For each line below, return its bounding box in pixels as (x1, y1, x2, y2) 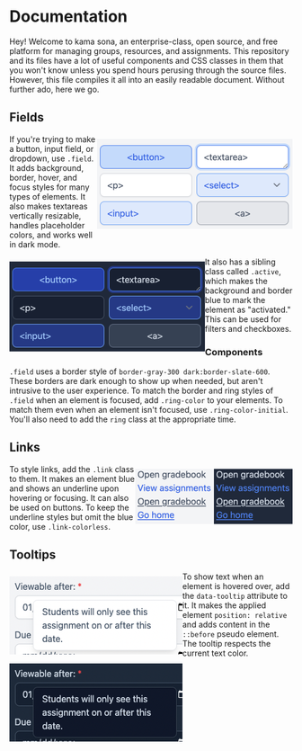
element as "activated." (205, 304, 291, 315)
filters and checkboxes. (205, 323, 292, 334)
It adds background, (9, 162, 84, 173)
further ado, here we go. (9, 84, 100, 94)
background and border (205, 285, 293, 296)
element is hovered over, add (182, 580, 290, 591)
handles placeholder (9, 219, 85, 230)
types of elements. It (9, 191, 86, 201)
